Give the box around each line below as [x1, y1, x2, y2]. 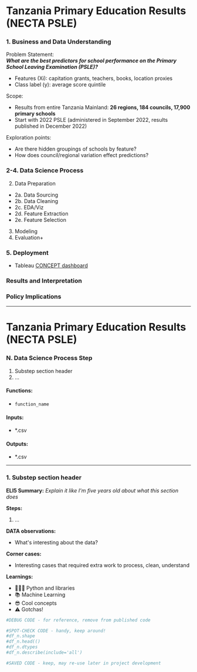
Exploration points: [6, 134, 52, 141]
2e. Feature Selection [14, 216, 66, 223]
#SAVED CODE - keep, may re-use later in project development [6, 660, 161, 666]
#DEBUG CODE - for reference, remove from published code [6, 617, 151, 623]
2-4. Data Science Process [6, 167, 84, 175]
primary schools [14, 110, 56, 117]
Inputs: [6, 414, 24, 421]
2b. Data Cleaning [14, 197, 59, 204]
